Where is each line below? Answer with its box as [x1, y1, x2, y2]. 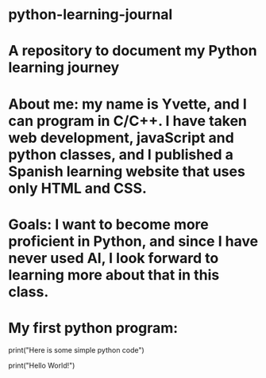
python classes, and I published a [8, 145, 234, 163]
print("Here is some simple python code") [8, 345, 145, 354]
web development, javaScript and [8, 128, 234, 147]
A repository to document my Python [8, 42, 257, 60]
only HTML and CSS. [8, 179, 147, 197]
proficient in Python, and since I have [8, 232, 259, 250]
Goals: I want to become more [8, 216, 209, 233]
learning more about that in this [8, 265, 220, 284]
